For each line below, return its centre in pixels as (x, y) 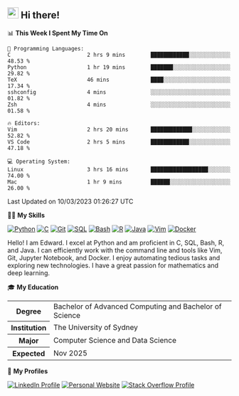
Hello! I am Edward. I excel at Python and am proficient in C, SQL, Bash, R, (116, 242)
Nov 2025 (70, 353)
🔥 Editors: (24, 123)
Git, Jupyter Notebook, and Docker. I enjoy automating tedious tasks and (114, 257)
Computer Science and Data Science (115, 341)
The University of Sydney (96, 328)
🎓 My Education (33, 287)
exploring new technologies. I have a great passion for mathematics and (113, 265)
